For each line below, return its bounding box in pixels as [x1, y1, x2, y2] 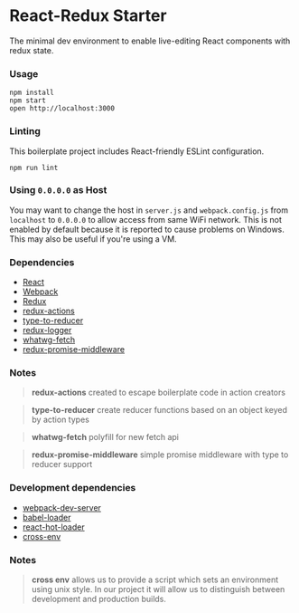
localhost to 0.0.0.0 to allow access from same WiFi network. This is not [9, 214, 283, 225]
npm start [9, 96, 47, 105]
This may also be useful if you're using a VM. [9, 233, 178, 244]
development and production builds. [31, 594, 167, 605]
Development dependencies [9, 482, 136, 494]
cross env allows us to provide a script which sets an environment [31, 574, 279, 585]
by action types [31, 414, 90, 426]
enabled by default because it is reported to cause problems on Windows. [9, 224, 285, 235]
